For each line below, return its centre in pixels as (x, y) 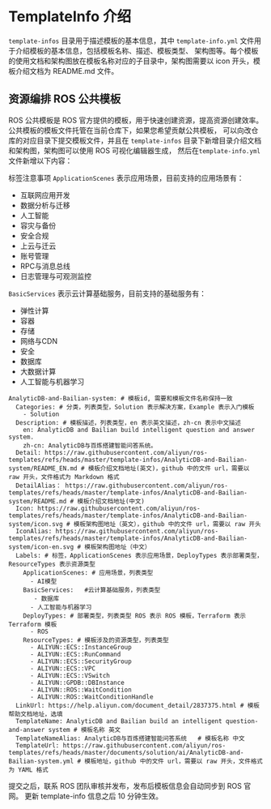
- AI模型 (43, 581)
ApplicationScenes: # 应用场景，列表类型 (88, 572)
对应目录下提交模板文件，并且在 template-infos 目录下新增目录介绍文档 (142, 140)
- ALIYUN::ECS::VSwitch (70, 675)
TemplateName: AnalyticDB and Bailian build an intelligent (119, 721)
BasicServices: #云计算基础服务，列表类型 (92, 590)
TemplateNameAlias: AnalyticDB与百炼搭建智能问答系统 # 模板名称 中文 (130, 738)
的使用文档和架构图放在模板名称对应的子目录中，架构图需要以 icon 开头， (131, 61)
